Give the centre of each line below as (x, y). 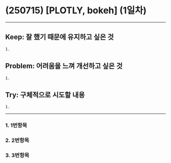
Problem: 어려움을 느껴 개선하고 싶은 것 (64, 66)
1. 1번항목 (16, 125)
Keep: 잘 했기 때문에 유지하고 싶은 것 (60, 37)
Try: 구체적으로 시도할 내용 (45, 95)
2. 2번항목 (17, 141)
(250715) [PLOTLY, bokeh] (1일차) (76, 10)
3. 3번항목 (17, 155)
